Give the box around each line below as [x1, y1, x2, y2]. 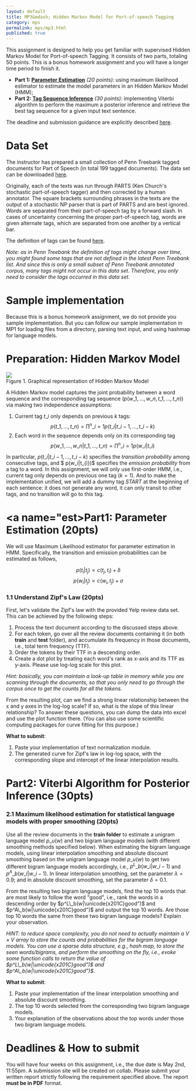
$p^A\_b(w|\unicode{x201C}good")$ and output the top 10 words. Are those [6, 906, 189, 913]
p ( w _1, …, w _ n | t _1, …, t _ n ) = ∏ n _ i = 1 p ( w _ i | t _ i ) [50, 441, 155, 449]
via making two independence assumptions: [6, 401, 112, 408]
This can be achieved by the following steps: [6, 612, 114, 620]
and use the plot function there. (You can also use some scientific [6, 715, 164, 722]
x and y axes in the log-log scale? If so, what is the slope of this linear [6, 703, 174, 710]
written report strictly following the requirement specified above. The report [6, 1073, 188, 1080]
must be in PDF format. [6, 1079, 63, 1086]
